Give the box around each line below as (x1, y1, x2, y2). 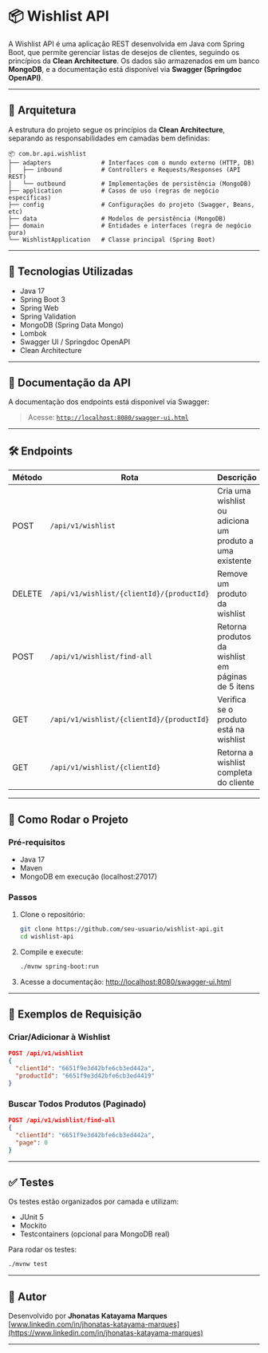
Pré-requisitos (8, 836, 65, 847)
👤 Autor (8, 1290, 47, 1303)
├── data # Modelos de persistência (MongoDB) (8, 214, 227, 223)
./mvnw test (8, 1260, 48, 1268)
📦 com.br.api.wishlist (8, 149, 87, 157)
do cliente (217, 777, 254, 788)
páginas (217, 671, 247, 682)
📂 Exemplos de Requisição (8, 1008, 142, 1022)
